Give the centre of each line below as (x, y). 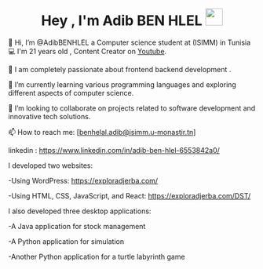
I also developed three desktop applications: (80, 211)
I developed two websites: (51, 165)
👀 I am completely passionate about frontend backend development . (120, 69)
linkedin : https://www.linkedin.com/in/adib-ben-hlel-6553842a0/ (114, 150)
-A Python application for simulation (66, 241)
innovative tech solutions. (49, 116)
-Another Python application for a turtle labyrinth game (97, 256)
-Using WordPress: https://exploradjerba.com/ (83, 180)
